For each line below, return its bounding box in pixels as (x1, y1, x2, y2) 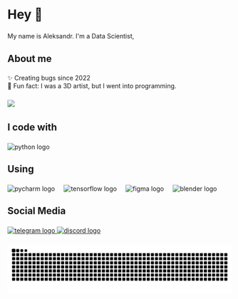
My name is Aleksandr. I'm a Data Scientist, (7, 32, 135, 41)
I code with (7, 121, 58, 133)
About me (7, 53, 52, 65)
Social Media (7, 205, 66, 217)
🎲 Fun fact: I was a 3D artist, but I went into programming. (7, 82, 177, 90)
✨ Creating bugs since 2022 (7, 74, 91, 83)
